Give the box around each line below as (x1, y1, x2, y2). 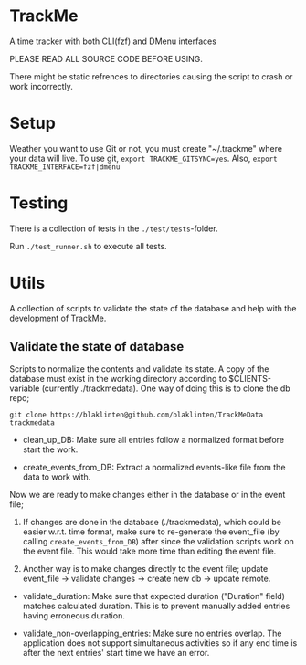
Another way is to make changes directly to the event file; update (22, 563, 269, 574)
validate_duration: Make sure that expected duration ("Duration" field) (22, 590, 286, 601)
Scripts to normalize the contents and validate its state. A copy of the (9, 363, 269, 375)
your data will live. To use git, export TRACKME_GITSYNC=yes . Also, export (9, 153, 278, 164)
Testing (9, 193, 69, 214)
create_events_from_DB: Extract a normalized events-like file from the (22, 461, 286, 472)
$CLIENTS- (227, 373, 272, 384)
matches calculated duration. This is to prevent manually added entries (22, 600, 290, 611)
